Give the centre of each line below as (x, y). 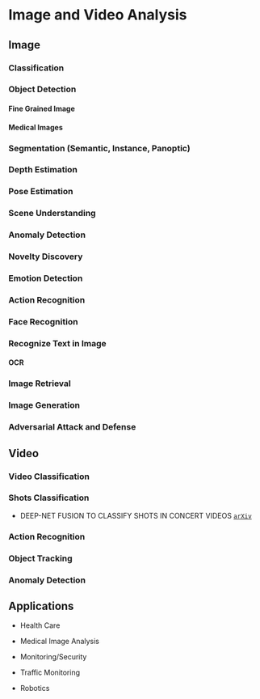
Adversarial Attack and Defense (72, 427)
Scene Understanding (52, 214)
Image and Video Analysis (98, 15)
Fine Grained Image (42, 109)
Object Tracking (40, 558)
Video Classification (49, 477)
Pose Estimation (41, 192)
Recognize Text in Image (57, 343)
